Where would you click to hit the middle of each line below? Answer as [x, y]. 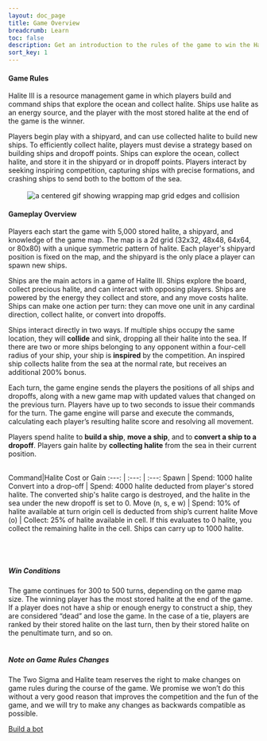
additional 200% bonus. [48, 372]
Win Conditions [35, 571]
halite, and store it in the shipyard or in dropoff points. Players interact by [128, 162]
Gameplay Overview [43, 214]
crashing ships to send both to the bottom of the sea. [95, 179]
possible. [23, 714]
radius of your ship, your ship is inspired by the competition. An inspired [127, 356]
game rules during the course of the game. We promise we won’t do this [126, 688]
